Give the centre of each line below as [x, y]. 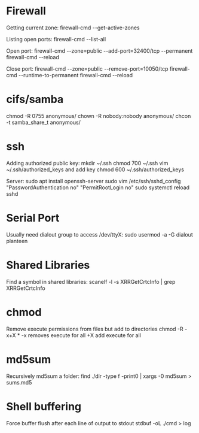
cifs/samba [35, 99]
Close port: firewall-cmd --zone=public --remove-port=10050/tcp [87, 69]
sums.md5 [19, 382]
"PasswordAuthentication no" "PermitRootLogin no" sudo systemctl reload [98, 187]
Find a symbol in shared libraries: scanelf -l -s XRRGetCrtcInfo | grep [91, 281]
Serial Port [33, 218]
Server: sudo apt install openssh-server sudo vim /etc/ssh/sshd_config [94, 181]
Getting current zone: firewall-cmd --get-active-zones [73, 28]
